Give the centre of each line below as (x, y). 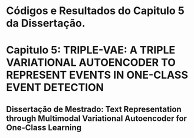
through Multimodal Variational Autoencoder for (97, 118)
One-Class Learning (44, 127)
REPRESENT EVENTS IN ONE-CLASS (97, 75)
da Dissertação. (46, 23)
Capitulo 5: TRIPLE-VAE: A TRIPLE (91, 50)
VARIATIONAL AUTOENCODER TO (91, 63)
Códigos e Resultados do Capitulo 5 (95, 11)
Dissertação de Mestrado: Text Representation (94, 109)
